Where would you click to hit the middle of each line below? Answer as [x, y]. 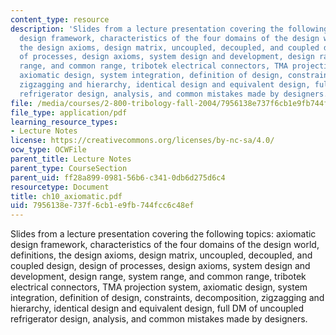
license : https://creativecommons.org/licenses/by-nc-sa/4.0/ [142, 141]
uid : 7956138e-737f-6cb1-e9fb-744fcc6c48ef [102, 206]
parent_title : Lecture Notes [71, 159]
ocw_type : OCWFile [48, 150]
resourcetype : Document [60, 187]
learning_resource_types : [64, 122]
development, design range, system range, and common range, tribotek [158, 277]
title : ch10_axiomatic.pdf [66, 196]
